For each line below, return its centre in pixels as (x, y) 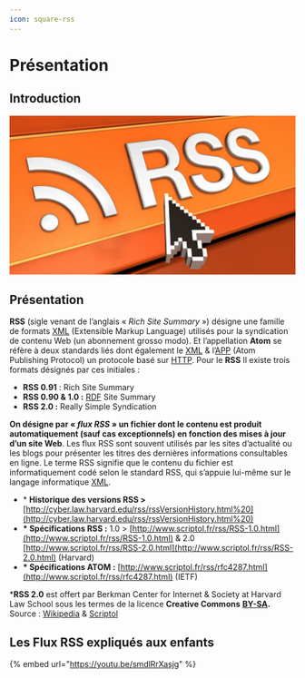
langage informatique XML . (60, 482)
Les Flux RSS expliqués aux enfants (112, 642)
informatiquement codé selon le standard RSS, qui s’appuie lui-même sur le (150, 473)
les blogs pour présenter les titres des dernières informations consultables (148, 453)
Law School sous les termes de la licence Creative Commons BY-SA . (140, 604)
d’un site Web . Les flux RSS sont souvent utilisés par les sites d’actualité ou (151, 444)
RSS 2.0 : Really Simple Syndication (89, 407)
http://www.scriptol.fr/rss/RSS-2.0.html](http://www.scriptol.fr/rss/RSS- (160, 548)
